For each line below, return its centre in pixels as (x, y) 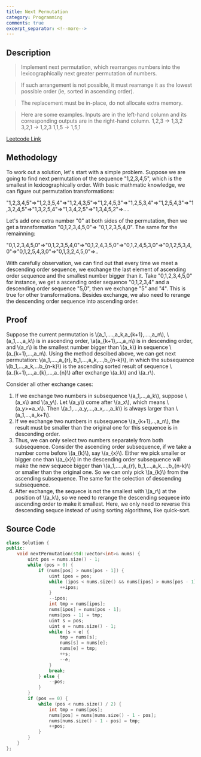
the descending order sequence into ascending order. (73, 301)
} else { (49, 676)
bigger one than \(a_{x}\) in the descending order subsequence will (98, 459)
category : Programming (34, 17)
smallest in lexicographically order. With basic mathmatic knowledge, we (96, 185)
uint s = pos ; (66, 621)
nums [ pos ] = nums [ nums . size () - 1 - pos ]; (103, 715)
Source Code (31, 529)
